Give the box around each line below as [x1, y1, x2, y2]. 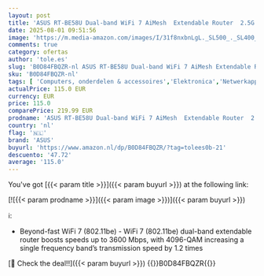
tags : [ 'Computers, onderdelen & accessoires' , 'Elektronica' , [8, 77, 220, 85]
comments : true [8, 41, 58, 49]
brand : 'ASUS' [8, 136, 55, 144]
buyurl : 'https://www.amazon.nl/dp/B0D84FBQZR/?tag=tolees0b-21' [8, 144, 226, 151]
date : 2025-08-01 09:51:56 [8, 26, 97, 34]
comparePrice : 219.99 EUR [8, 107, 93, 115]
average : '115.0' [8, 159, 65, 166]
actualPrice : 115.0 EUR [8, 84, 86, 93]
